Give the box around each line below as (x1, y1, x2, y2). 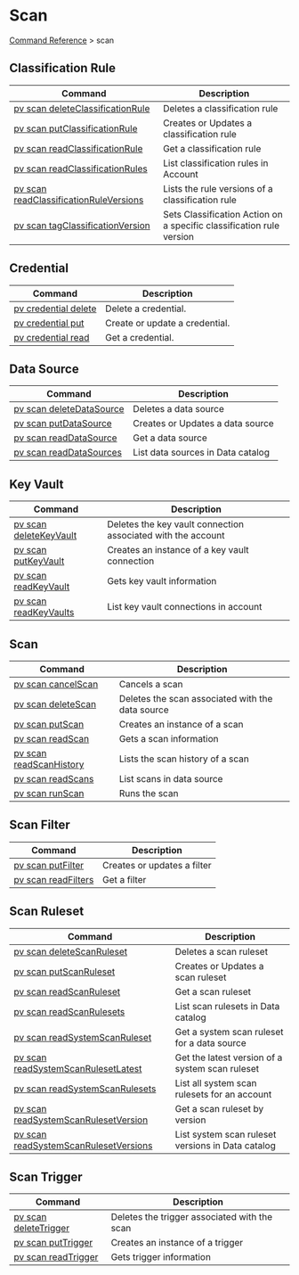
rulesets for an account (174, 1088, 272, 1100)
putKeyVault (13, 555, 65, 567)
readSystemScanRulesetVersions (13, 1139, 153, 1151)
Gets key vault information (106, 575, 217, 588)
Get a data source (133, 432, 207, 444)
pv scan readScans (13, 773, 94, 785)
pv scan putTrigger (13, 1237, 93, 1249)
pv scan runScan (13, 787, 85, 799)
